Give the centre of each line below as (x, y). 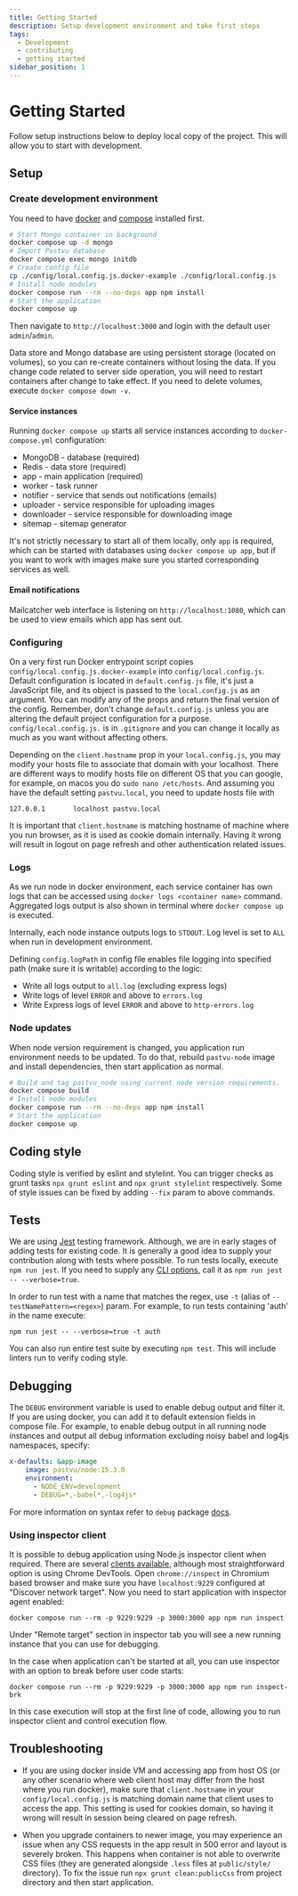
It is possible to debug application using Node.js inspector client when (138, 1554)
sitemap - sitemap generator (74, 524)
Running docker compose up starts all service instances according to (133, 431)
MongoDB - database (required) (81, 458)
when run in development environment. (81, 942)
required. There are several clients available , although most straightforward (147, 1564)
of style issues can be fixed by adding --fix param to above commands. (142, 1192)
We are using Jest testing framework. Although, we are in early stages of (143, 1242)
